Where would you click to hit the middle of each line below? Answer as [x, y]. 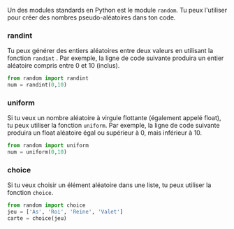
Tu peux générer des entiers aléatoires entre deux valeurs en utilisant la [110, 51]
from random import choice [46, 205]
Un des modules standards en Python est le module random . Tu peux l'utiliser [117, 10]
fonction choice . [30, 193]
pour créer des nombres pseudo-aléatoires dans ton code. [92, 17]
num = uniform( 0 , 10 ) [37, 152]
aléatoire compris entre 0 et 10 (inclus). [64, 66]
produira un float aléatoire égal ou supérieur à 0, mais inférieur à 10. [105, 133]
